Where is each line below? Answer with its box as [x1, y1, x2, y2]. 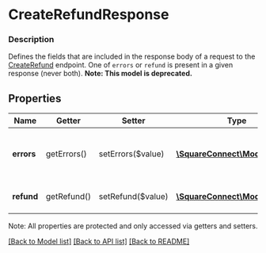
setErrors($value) [98, 148, 165, 159]
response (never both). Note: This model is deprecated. [8, 69, 192, 79]
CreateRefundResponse [8, 6, 169, 24]
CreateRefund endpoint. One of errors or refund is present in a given [8, 60, 234, 70]
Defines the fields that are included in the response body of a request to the [8, 52, 256, 61]
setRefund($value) [98, 191, 169, 202]
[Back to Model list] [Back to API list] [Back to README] [8, 236, 190, 247]
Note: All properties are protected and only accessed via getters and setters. [8, 221, 259, 231]
